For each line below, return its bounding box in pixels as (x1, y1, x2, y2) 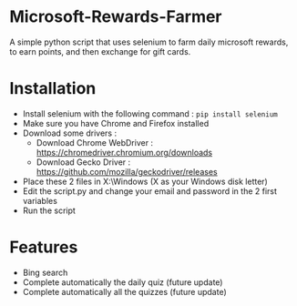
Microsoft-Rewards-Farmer (9, 6, 222, 27)
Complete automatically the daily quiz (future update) (22, 276, 223, 288)
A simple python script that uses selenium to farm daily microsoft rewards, (9, 36, 289, 47)
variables (22, 195, 57, 206)
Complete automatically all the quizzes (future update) (22, 286, 228, 297)
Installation (9, 78, 97, 99)
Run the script (22, 205, 76, 216)
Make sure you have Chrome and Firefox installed (22, 117, 210, 128)
